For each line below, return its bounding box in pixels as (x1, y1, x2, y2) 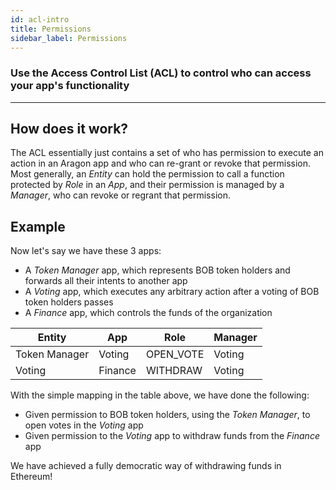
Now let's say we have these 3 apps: (10, 245, 162, 257)
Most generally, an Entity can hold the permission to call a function (10, 168, 285, 180)
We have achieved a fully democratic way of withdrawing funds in (10, 460, 282, 472)
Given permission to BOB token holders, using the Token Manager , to (24, 409, 311, 421)
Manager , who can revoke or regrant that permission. (10, 189, 231, 201)
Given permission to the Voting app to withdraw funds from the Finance (24, 430, 320, 442)
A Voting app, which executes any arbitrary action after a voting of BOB (24, 286, 320, 298)
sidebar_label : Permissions (10, 33, 128, 43)
